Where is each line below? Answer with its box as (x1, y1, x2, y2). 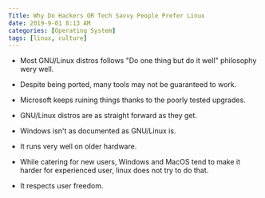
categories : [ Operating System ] (8, 26, 116, 34)
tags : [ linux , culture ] (8, 34, 88, 42)
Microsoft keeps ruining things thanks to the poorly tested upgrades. (19, 95, 246, 105)
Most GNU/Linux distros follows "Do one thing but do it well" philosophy (19, 56, 257, 65)
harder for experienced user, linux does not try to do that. (19, 165, 209, 176)
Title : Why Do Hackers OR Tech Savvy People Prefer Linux (8, 11, 205, 20)
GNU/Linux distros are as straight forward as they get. (19, 111, 198, 121)
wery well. (19, 65, 54, 74)
